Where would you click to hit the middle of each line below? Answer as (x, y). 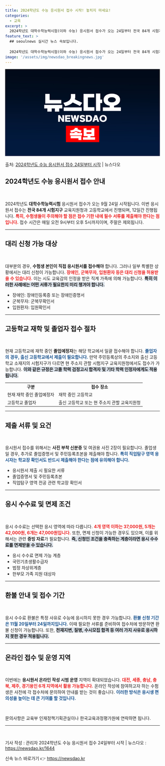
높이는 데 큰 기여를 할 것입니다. (47, 698)
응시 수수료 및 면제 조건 (38, 504)
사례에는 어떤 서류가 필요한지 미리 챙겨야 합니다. (59, 284)
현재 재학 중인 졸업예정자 (31, 395)
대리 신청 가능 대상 (31, 244)
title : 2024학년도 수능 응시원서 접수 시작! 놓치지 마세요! (58, 10)
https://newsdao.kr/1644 (30, 748)
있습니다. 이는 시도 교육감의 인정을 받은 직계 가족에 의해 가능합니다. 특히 (84, 278)
